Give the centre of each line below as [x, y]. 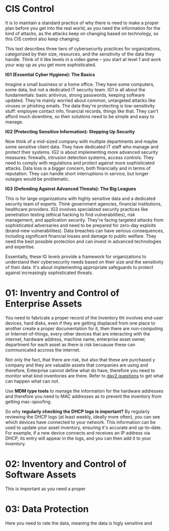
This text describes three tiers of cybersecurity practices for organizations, [83, 48]
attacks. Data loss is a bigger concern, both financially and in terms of [78, 168]
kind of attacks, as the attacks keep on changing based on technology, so [82, 33]
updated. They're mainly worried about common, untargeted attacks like [80, 100]
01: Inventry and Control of [62, 293]
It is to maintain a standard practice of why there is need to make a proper [82, 23]
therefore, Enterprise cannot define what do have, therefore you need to [80, 370]
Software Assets [41, 475]
